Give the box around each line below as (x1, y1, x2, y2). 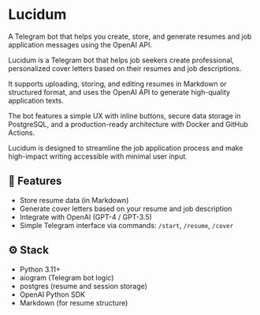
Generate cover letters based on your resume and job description (19, 204, 232, 213)
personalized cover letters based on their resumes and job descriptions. (8, 63, 242, 73)
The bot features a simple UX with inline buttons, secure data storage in (8, 111, 241, 120)
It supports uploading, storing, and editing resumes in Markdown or (8, 79, 227, 88)
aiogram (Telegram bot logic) (19, 272, 114, 282)
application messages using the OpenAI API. (8, 39, 152, 49)
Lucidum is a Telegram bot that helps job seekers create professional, (8, 55, 235, 65)
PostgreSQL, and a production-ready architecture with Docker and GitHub (8, 119, 248, 129)
